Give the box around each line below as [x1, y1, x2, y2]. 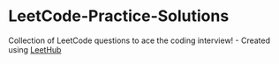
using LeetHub [8, 44, 62, 54]
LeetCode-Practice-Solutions [8, 6, 230, 26]
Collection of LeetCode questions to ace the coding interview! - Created [8, 35, 271, 46]
